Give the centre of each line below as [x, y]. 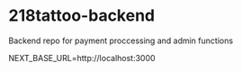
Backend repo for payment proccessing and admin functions [121, 40]
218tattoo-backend [81, 16]
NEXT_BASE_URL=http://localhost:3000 [82, 58]
